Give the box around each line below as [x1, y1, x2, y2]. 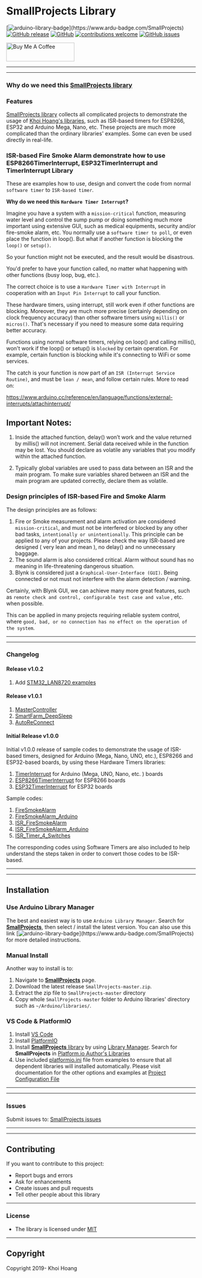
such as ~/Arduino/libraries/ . [14, 1002, 92, 1010]
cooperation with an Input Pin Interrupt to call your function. [6, 290, 161, 297]
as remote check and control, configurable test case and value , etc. [6, 593, 183, 600]
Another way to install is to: [6, 965, 74, 972]
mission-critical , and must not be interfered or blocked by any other [14, 524, 188, 531]
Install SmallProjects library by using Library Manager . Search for [14, 1043, 177, 1051]
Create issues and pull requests [14, 1185, 94, 1192]
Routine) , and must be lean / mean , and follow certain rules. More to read [6, 376, 189, 383]
